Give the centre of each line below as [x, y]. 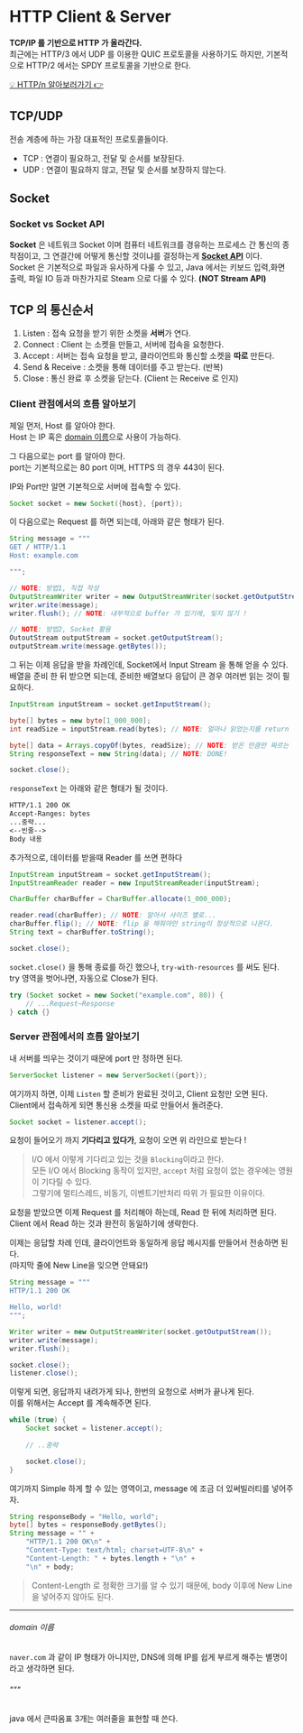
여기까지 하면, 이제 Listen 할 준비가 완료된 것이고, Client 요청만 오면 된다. [139, 1093]
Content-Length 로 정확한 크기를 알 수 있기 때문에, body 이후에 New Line [162, 1585]
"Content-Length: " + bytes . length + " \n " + [110, 1558]
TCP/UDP [36, 116]
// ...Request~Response [70, 1003]
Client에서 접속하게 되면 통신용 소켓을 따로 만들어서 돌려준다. [116, 1105]
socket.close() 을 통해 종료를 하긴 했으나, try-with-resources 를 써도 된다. [144, 966]
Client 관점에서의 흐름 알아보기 [73, 404]
